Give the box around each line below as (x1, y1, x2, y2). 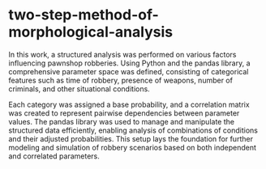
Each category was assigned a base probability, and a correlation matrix (8, 99, 250, 109)
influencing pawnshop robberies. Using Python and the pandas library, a (8, 58, 251, 68)
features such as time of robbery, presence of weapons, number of (8, 75, 234, 85)
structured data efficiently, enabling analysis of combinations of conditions (8, 125, 258, 135)
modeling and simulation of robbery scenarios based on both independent (8, 142, 257, 152)
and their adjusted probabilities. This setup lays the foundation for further (8, 133, 254, 143)
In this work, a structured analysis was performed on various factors (8, 49, 237, 59)
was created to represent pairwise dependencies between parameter (8, 108, 240, 118)
